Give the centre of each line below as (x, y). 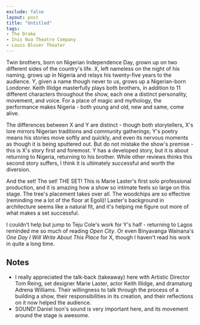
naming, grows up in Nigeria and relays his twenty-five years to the (89, 75)
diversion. (19, 169)
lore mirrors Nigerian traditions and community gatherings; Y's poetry (92, 131)
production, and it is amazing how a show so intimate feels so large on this (98, 187)
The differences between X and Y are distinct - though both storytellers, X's (100, 125)
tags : (13, 28)
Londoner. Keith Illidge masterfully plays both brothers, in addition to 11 (93, 88)
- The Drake (21, 34)
